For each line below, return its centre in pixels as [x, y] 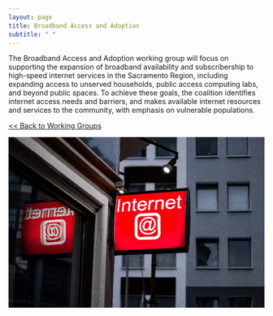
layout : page [30, 17]
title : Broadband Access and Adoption [74, 26]
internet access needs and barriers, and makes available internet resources [135, 102]
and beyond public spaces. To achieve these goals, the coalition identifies [132, 93]
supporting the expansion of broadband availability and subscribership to [131, 67]
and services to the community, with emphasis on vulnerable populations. [132, 110]
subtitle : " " [32, 34]
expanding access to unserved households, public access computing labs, [133, 84]
